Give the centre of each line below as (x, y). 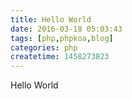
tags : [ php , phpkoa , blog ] (62, 38)
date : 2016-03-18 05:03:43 (66, 29)
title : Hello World (51, 19)
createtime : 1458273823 (60, 57)
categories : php (44, 47)
